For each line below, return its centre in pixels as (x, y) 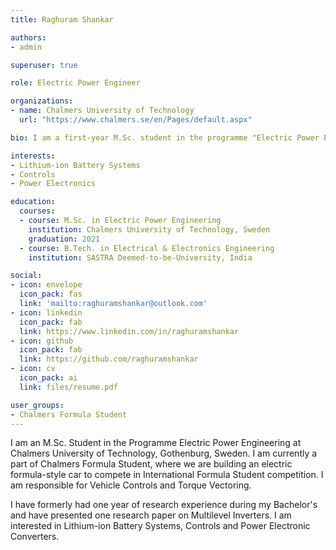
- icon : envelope (46, 285)
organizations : (42, 101)
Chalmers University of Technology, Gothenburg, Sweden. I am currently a (164, 453)
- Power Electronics (53, 184)
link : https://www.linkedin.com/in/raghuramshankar (129, 331)
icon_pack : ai (48, 378)
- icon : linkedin (46, 312)
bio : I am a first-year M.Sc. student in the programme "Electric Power (165, 137)
